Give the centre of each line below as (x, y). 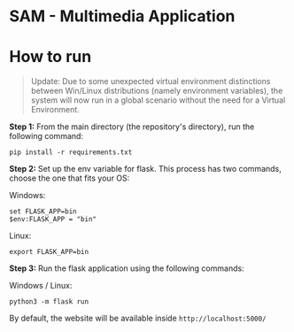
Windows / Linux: (41, 286)
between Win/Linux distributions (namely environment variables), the (157, 91)
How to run (50, 57)
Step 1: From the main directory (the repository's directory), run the (132, 127)
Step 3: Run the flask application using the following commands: (127, 268)
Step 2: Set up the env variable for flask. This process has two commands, (145, 169)
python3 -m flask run (49, 302)
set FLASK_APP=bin (43, 212)
